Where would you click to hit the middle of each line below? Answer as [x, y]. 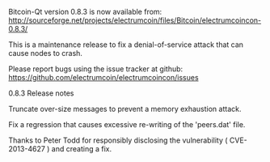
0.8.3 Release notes [41, 93]
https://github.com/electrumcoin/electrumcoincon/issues [104, 77]
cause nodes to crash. [46, 53]
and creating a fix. [81, 149]
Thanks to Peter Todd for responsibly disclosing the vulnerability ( [118, 140]
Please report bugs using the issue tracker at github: [96, 69]
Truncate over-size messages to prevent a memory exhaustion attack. [125, 109]
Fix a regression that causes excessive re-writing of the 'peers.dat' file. [127, 124]
